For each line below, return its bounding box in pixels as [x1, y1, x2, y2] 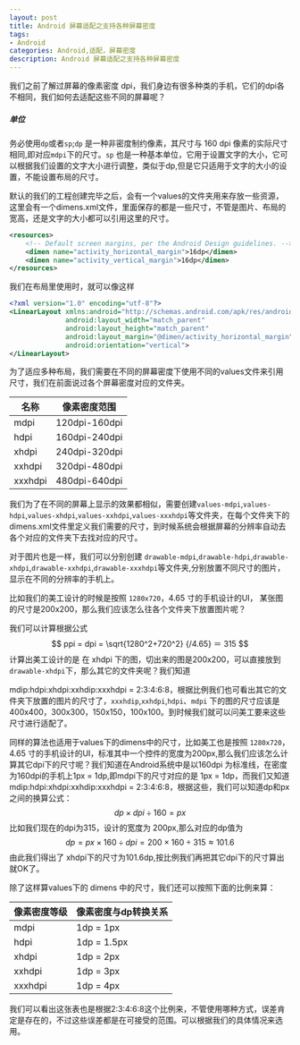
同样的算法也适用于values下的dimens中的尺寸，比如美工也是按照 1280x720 [9, 737, 283, 748]
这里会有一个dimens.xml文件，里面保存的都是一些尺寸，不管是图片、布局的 [9, 201, 287, 212]
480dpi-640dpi [55, 475, 123, 488]
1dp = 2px [76, 950, 121, 963]
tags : [9, 30, 29, 38]
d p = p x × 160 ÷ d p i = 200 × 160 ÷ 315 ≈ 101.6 [65, 837, 235, 848]
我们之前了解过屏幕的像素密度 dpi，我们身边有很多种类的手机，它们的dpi [9, 81, 278, 90]
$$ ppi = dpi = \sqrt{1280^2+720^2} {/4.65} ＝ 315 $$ [51, 639, 249, 650]
